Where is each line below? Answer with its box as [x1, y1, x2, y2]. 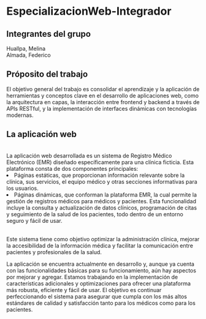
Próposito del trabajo [6, 69, 88, 80]
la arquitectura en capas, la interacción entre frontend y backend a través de [6, 98, 200, 105]
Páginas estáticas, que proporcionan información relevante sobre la [14, 171, 185, 179]
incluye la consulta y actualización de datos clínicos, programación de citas [6, 204, 197, 211]
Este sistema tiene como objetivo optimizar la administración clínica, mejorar [6, 235, 200, 242]
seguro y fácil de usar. [6, 217, 63, 224]
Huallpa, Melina [6, 45, 46, 52]
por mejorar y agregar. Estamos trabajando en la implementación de [6, 273, 178, 280]
